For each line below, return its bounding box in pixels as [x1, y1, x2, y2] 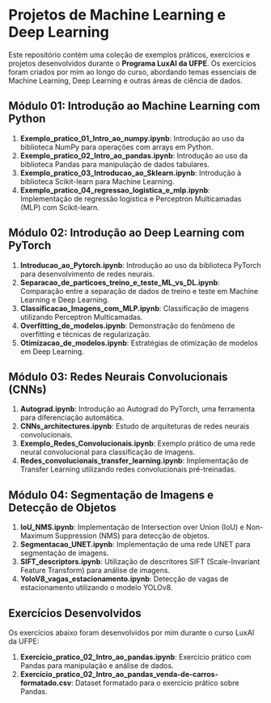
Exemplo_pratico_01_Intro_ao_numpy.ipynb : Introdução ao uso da [19, 133, 245, 143]
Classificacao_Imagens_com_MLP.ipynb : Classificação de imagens [19, 303, 249, 313]
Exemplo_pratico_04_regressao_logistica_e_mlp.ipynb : [19, 185, 210, 195]
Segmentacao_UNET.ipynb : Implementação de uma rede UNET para [19, 540, 251, 550]
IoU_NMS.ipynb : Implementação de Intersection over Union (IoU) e [19, 522, 244, 533]
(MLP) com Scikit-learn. [19, 202, 100, 212]
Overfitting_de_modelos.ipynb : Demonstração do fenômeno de [19, 321, 235, 330]
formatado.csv [19, 678, 72, 688]
